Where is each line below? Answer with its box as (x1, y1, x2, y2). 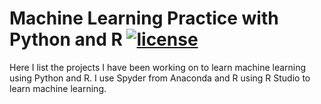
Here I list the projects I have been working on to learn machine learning (9, 61, 307, 73)
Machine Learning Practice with (9, 7, 279, 30)
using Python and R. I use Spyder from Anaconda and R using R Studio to (9, 72, 311, 84)
